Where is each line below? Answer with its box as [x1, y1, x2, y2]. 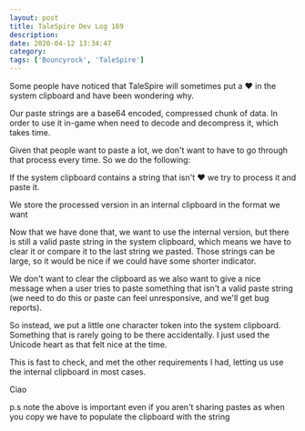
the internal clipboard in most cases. [9, 366, 147, 377]
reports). [9, 302, 43, 313]
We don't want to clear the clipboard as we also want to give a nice [9, 274, 261, 284]
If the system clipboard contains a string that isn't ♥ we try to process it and [9, 172, 297, 183]
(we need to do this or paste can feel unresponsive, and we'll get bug [9, 293, 269, 303]
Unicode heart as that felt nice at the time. [9, 339, 168, 350]
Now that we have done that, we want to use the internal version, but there [9, 226, 290, 237]
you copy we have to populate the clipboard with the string [9, 411, 230, 422]
